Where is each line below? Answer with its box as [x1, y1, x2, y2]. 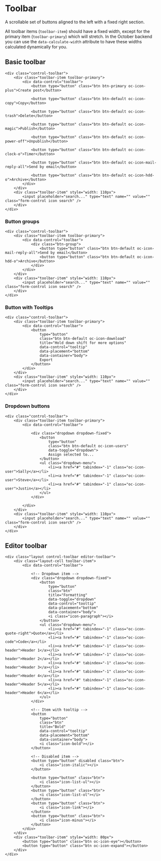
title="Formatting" [48, 593, 88, 598]
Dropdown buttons [5, 403, 50, 409]
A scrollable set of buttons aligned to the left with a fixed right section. [5, 19, 145, 25]
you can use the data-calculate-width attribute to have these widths [5, 38, 142, 44]
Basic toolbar [5, 58, 46, 66]
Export [39, 357, 53, 362]
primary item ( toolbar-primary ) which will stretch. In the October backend [5, 34, 152, 39]
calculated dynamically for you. [5, 44, 68, 50]
